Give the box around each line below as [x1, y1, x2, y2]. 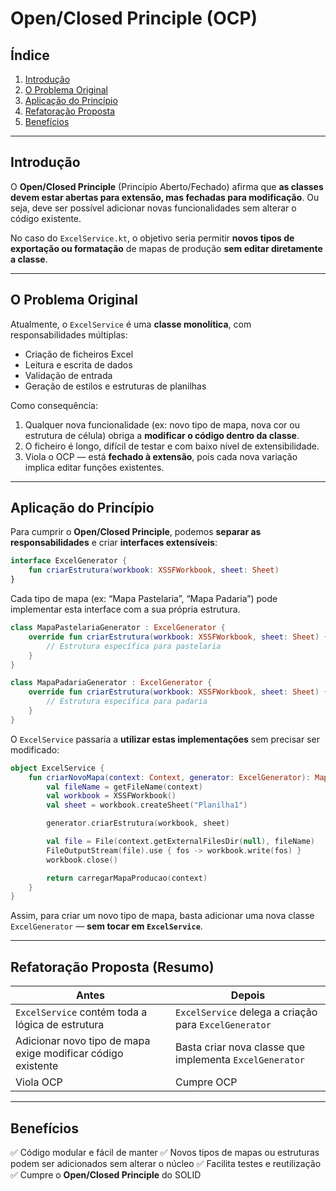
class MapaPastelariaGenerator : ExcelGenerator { [10, 623, 226, 633]
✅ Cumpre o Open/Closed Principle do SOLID [10, 1168, 202, 1181]
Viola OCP [15, 1075, 63, 1089]
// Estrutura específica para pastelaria [46, 641, 222, 651]
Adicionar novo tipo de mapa [15, 1034, 151, 1048]
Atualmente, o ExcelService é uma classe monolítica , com [10, 318, 252, 330]
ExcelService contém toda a [15, 1005, 148, 1019]
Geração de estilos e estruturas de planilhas [24, 380, 207, 392]
